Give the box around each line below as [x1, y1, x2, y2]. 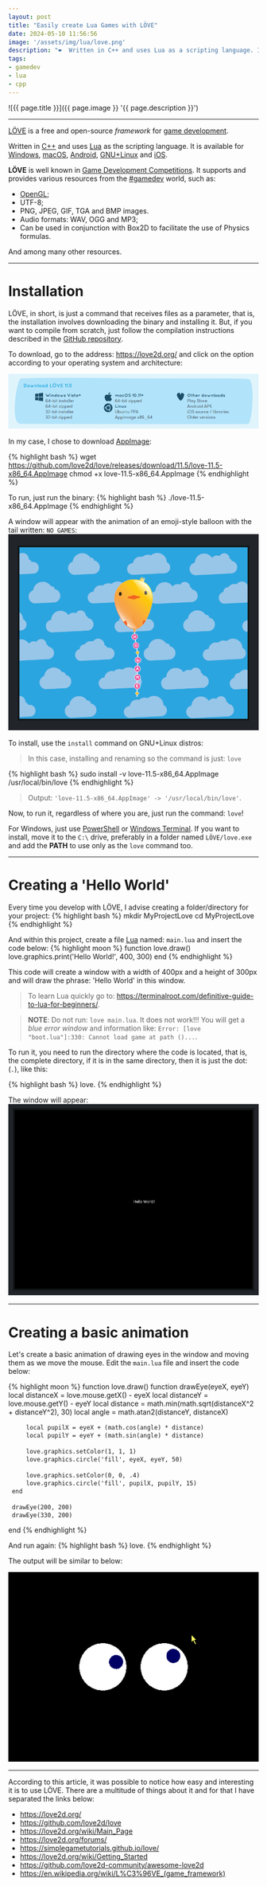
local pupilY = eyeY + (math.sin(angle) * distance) [25, 1432, 204, 1440]
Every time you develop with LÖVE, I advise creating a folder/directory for [8, 902, 249, 912]
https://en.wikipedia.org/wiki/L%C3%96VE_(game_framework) [19, 1868, 226, 1878]
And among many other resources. [8, 247, 122, 256]
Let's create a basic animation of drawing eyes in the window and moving [8, 1350, 249, 1360]
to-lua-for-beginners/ [27, 1000, 98, 1009]
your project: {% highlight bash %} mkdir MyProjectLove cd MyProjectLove [8, 911, 254, 921]
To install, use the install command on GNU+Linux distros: [8, 738, 204, 748]
